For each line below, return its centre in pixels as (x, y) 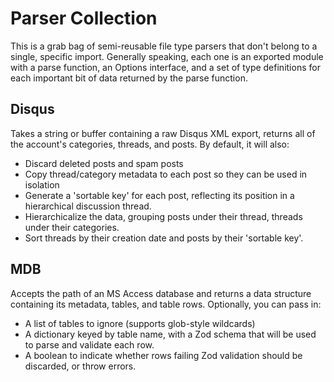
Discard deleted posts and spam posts (104, 163)
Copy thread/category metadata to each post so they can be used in (166, 174)
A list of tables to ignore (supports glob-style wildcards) (140, 323)
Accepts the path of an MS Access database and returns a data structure (161, 293)
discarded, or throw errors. (80, 366)
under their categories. (72, 227)
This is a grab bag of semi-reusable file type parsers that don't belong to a (164, 46)
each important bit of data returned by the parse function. (129, 78)
